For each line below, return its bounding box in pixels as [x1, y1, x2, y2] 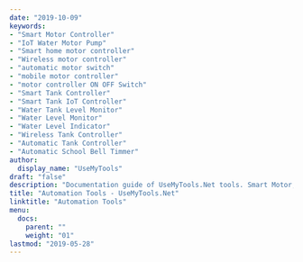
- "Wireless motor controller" [9, 55, 127, 64]
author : [9, 155, 39, 165]
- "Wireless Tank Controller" [9, 131, 124, 140]
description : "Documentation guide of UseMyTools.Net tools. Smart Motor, [9, 181, 297, 190]
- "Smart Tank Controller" [9, 88, 111, 97]
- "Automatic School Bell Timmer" [9, 147, 140, 156]
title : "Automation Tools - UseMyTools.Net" [9, 189, 179, 198]
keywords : [9, 22, 47, 31]
